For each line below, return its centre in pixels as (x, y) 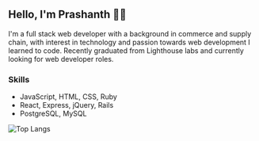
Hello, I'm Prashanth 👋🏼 (67, 15)
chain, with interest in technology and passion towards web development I (129, 42)
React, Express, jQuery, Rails (67, 105)
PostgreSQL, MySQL (53, 114)
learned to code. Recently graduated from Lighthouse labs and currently (126, 50)
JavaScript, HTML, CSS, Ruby (68, 97)
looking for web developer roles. (61, 59)
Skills (19, 79)
